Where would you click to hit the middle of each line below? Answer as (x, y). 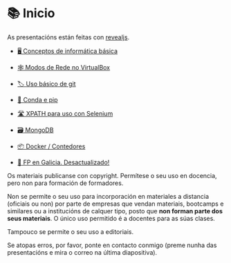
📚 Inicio (31, 13)
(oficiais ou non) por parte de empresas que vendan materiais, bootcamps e (115, 204)
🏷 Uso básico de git (46, 84)
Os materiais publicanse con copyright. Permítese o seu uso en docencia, (112, 175)
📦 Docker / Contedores (51, 146)
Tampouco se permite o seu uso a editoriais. (70, 231)
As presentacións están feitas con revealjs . (68, 37)
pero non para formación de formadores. (65, 183)
